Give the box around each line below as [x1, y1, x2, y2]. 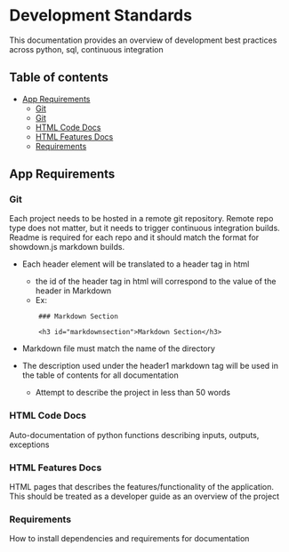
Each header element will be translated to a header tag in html [21, 259, 250, 269]
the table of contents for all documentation [21, 370, 180, 380]
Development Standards [9, 5, 193, 26]
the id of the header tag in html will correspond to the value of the [35, 276, 277, 287]
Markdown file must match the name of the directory [21, 343, 216, 354]
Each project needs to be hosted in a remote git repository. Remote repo [9, 213, 274, 224]
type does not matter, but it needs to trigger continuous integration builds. [9, 223, 280, 234]
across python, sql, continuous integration [9, 44, 165, 54]
